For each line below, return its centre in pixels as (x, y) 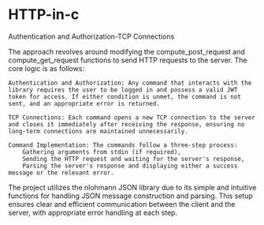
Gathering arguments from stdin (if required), (102, 152)
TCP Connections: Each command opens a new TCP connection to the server (132, 117)
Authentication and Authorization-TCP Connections (91, 36)
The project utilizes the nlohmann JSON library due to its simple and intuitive (132, 187)
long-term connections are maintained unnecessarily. (99, 131)
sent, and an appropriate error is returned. (84, 103)
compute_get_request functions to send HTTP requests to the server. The (128, 60)
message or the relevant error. (61, 172)
